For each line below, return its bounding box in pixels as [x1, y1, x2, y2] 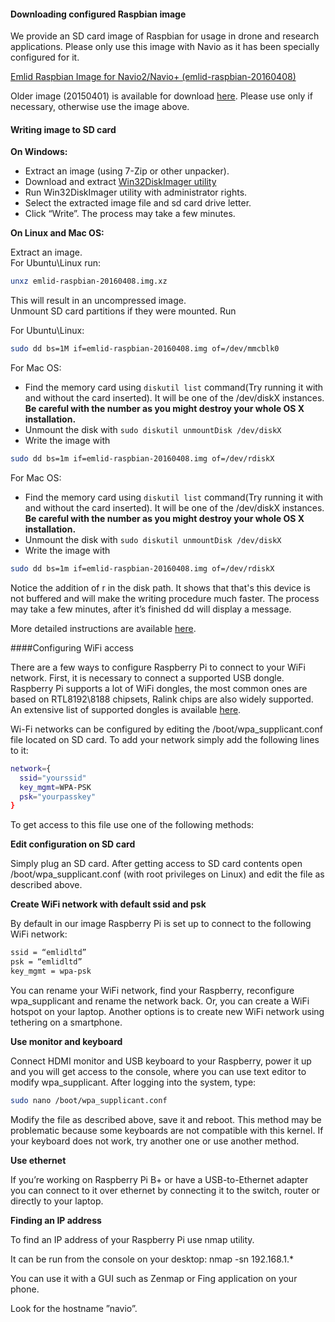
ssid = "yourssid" [19, 773, 87, 783]
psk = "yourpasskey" [19, 791, 97, 802]
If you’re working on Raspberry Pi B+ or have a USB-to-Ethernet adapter [10, 1173, 309, 1185]
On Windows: [10, 146, 68, 158]
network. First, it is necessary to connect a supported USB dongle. [10, 671, 285, 684]
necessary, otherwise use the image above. [10, 101, 190, 113]
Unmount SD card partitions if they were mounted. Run [10, 305, 237, 317]
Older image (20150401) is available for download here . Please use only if [10, 90, 313, 102]
